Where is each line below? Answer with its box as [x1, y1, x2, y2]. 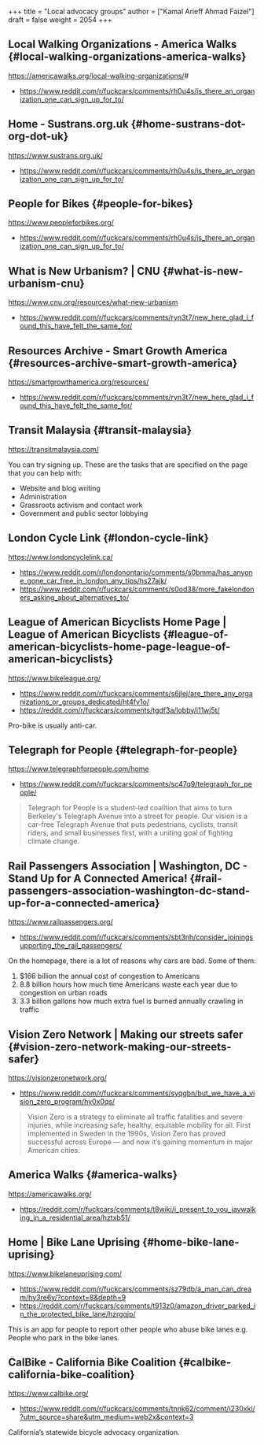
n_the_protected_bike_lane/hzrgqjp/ [19, 1309, 136, 1318]
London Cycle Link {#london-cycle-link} [8, 532, 210, 545]
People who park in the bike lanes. [8, 1332, 120, 1342]
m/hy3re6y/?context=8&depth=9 [19, 1292, 126, 1302]
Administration [19, 491, 68, 501]
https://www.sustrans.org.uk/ [8, 150, 104, 160]
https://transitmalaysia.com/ [8, 444, 100, 454]
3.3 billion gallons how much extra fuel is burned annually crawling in [19, 996, 244, 1006]
